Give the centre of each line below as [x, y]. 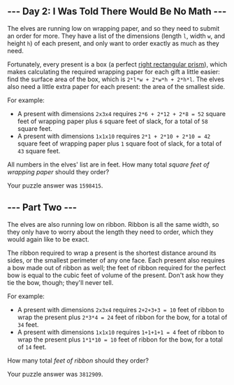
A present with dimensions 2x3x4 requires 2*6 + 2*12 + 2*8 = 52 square [121, 113]
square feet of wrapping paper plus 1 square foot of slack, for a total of [119, 143]
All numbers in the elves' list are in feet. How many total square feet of [108, 164]
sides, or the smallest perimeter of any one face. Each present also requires [116, 260]
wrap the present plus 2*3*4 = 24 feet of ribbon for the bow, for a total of [122, 317]
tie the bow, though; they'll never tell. [60, 282]
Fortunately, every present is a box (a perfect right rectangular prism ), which [117, 64]
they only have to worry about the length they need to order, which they [110, 232]
